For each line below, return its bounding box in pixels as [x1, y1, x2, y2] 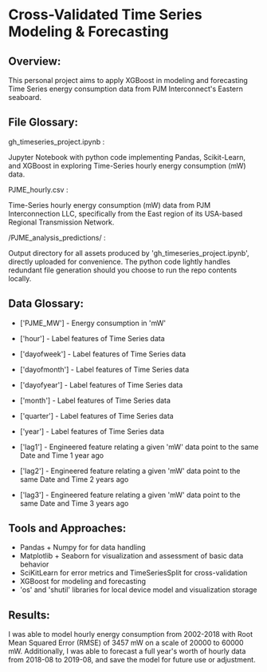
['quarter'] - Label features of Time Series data [19, 411, 174, 420]
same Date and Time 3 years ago [19, 498, 129, 508]
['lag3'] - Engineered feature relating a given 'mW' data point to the [19, 490, 241, 499]
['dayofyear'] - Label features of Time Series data [19, 380, 183, 389]
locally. [8, 273, 32, 283]
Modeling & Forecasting [8, 22, 169, 41]
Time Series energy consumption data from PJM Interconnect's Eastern [8, 84, 243, 93]
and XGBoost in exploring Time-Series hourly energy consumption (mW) [8, 161, 246, 170]
